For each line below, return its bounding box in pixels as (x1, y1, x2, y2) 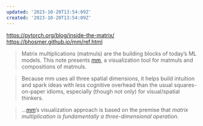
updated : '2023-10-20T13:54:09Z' (6, 9, 92, 15)
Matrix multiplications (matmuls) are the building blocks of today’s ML (21, 50, 197, 57)
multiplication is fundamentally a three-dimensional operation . (21, 113, 179, 120)
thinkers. (21, 94, 44, 102)
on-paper (21, 87, 46, 95)
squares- (174, 81, 197, 89)
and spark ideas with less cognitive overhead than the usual (21, 81, 173, 89)
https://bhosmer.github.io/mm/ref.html (6, 38, 103, 45)
